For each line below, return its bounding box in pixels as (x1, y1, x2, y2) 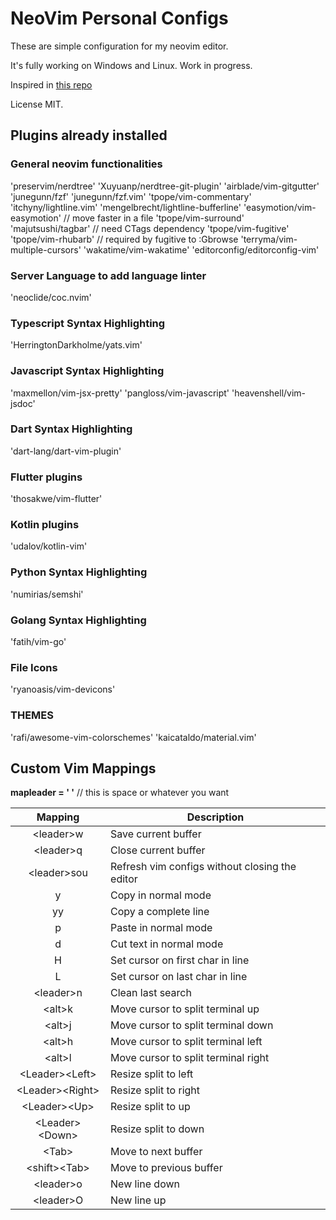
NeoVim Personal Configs (10, 7, 229, 30)
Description (186, 810, 245, 824)
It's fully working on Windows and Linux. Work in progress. (10, 59, 253, 71)
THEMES (10, 708, 54, 722)
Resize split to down (110, 1122, 205, 1136)
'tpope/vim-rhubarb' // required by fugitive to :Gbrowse (10, 233, 239, 245)
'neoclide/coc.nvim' (10, 291, 92, 303)
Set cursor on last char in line (110, 970, 248, 984)
